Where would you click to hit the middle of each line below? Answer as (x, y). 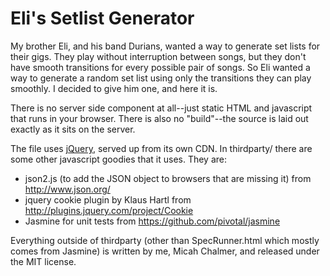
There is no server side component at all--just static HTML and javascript (161, 108)
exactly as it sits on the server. (73, 129)
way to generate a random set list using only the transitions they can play (161, 78)
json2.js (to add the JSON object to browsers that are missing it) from (168, 178)
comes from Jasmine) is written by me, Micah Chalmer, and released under (165, 251)
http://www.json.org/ (67, 189)
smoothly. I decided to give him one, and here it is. (114, 88)
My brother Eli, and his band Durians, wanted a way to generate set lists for (165, 46)
